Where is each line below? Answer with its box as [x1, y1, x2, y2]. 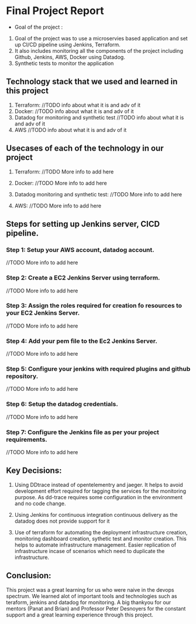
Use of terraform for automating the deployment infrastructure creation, [14, 528, 188, 536]
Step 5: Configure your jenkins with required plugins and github [6, 365, 191, 373]
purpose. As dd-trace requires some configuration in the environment [14, 493, 183, 500]
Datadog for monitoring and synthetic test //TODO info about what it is [14, 114, 184, 121]
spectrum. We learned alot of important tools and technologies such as [6, 592, 177, 599]
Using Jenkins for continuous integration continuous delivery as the [14, 511, 178, 518]
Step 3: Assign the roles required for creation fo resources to [6, 302, 183, 310]
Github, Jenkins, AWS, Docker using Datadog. [14, 53, 126, 60]
